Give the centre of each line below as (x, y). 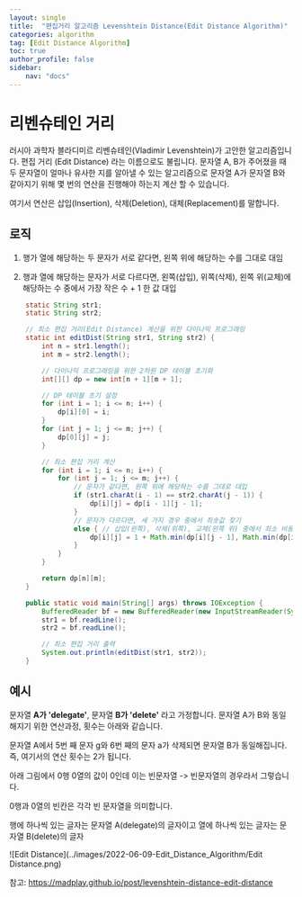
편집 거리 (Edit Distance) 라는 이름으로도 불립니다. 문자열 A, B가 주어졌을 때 (154, 161)
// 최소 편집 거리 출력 (78, 644)
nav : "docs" (48, 76)
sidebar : (26, 68)
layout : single (38, 18)
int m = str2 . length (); (86, 354)
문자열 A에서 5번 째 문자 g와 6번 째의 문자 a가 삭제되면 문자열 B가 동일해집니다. (148, 745)
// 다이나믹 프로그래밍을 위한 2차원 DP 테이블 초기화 (127, 371)
